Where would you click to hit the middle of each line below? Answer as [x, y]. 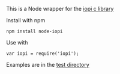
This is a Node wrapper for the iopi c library [60, 9]
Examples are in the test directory [48, 65]
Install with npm [26, 20]
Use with [17, 42]
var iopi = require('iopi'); [43, 54]
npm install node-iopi [34, 31]
